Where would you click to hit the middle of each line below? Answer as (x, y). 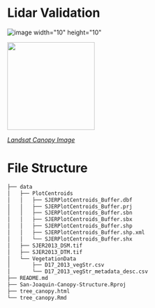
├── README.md (28, 279)
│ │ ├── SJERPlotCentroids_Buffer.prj (70, 206)
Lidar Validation (54, 13)
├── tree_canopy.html (39, 291)
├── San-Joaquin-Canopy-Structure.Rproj (67, 285)
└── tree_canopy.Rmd (37, 297)
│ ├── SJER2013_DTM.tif (45, 252)
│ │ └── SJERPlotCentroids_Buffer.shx (70, 239)
